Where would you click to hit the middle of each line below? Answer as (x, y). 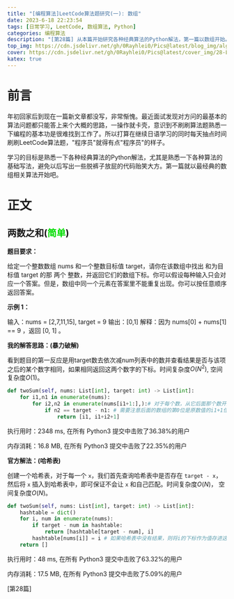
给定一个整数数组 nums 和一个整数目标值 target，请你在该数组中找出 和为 (112, 266)
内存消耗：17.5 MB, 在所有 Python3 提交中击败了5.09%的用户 (95, 574)
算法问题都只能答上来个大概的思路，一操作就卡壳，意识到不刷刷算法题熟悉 (114, 125)
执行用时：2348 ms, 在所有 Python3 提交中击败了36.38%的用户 (99, 431)
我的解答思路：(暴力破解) (43, 345)
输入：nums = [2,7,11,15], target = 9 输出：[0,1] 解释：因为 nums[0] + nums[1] (117, 322)
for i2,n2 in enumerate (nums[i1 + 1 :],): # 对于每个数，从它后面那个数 (127, 404)
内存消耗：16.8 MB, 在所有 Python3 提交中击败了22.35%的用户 (97, 446)
